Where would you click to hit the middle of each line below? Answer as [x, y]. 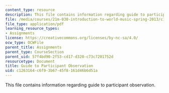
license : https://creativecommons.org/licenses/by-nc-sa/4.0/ [72, 38]
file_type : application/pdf [35, 24]
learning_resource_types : [32, 29]
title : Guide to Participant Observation [49, 66]
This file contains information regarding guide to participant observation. [80, 85]
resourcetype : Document [30, 61]
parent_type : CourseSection [35, 52]
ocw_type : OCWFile [24, 43]
